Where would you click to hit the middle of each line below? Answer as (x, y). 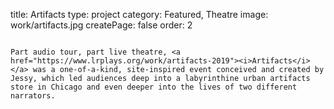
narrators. (33, 96)
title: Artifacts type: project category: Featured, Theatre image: (139, 14)
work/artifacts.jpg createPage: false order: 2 (101, 25)
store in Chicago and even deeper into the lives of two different (154, 87)
